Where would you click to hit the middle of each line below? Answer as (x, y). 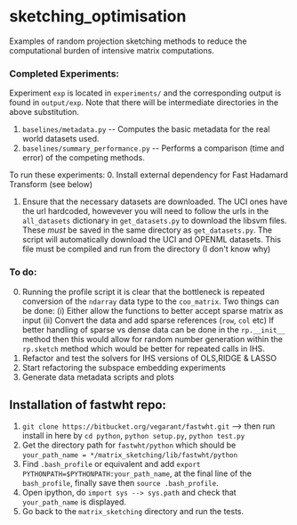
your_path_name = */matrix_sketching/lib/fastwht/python (130, 455)
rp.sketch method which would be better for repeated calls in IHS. (143, 349)
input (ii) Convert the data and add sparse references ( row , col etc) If (148, 320)
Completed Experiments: (64, 73)
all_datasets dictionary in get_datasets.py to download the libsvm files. (154, 221)
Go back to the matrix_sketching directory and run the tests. (133, 512)
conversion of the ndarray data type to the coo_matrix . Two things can (151, 301)
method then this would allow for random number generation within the (152, 339)
